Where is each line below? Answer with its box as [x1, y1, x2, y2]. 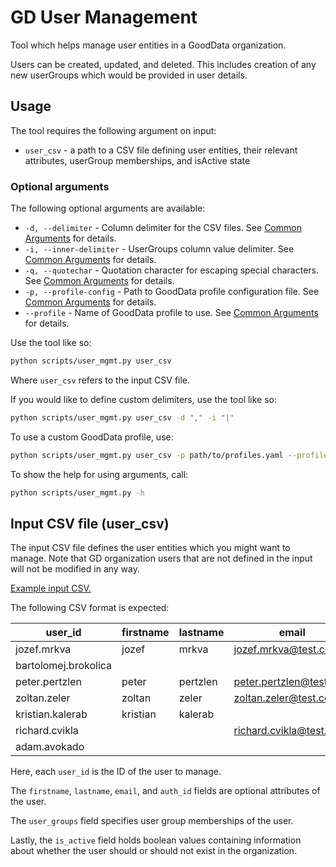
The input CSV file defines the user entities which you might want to [10, 542, 291, 554]
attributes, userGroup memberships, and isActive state [24, 154, 251, 166]
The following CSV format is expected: [10, 602, 170, 614]
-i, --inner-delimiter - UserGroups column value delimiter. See [24, 243, 295, 255]
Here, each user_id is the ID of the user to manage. [10, 766, 222, 778]
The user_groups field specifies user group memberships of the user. [10, 815, 294, 827]
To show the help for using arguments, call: [10, 468, 189, 480]
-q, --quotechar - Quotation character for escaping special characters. [24, 264, 319, 276]
